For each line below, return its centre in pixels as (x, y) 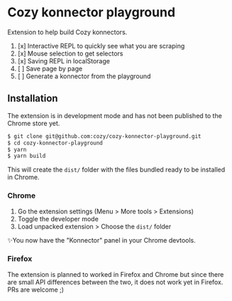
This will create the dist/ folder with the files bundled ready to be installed (116, 170)
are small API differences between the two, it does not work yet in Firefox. (115, 282)
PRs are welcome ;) (36, 290)
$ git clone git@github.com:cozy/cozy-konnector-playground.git (104, 136)
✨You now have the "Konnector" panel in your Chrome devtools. (102, 240)
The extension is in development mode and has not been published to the (115, 115)
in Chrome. (23, 177)
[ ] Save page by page (50, 68)
